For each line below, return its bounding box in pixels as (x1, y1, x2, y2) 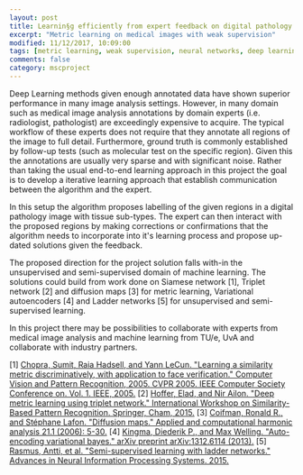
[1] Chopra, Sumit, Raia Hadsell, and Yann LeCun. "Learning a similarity (9, 359, 273, 370)
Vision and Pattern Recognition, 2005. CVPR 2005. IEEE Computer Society (9, 378, 286, 388)
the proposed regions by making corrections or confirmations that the (9, 220, 269, 231)
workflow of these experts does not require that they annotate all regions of (9, 126, 290, 137)
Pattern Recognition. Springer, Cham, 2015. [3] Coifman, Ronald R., (34, 406, 283, 417)
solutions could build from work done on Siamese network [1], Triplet (9, 276, 266, 287)
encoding (9, 435, 45, 446)
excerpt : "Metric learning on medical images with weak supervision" (9, 30, 277, 39)
